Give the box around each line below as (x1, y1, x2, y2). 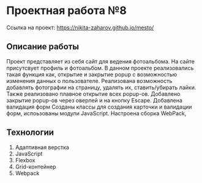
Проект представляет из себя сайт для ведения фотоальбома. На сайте (6, 57, 195, 65)
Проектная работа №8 (6, 4, 127, 18)
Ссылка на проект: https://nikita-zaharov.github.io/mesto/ (6, 24, 154, 31)
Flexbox (15, 156, 36, 163)
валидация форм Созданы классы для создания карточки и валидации (6, 103, 192, 110)
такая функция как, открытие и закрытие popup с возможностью (6, 71, 178, 78)
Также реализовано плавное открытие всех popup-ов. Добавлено (6, 90, 181, 98)
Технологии (6, 127, 54, 138)
